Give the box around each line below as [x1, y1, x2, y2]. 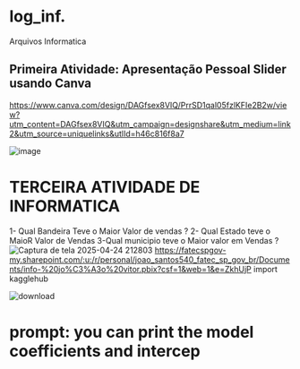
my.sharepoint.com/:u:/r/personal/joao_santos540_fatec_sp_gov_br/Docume [9, 253, 290, 265]
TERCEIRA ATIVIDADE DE [9, 176, 201, 197]
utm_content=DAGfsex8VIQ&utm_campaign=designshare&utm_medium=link [9, 118, 291, 129]
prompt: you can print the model [9, 322, 254, 342]
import [253, 263, 278, 274]
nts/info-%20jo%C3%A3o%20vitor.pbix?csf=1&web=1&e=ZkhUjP [9, 263, 253, 274]
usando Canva [9, 76, 92, 91]
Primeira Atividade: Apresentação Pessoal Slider [9, 62, 287, 77]
